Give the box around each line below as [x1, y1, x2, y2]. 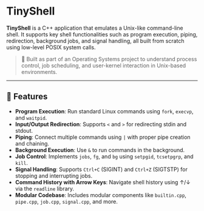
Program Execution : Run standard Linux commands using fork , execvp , [15, 107, 194, 115]
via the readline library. [15, 185, 75, 192]
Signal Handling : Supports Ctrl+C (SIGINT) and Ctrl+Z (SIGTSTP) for [15, 166, 188, 173]
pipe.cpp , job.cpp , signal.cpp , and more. [15, 198, 118, 205]
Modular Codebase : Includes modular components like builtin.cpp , [15, 191, 187, 198]
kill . [15, 159, 29, 166]
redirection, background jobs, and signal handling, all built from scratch [6, 37, 185, 44]
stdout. [15, 127, 33, 134]
